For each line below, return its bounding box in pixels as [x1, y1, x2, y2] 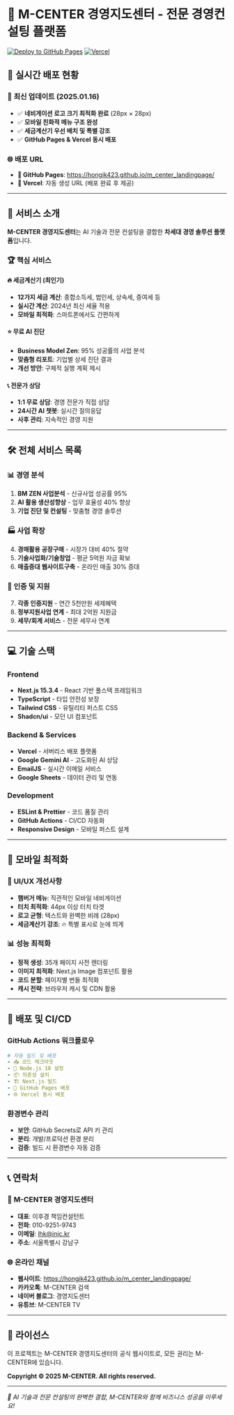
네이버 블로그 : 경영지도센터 [17, 1292, 91, 1300]
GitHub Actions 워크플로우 [7, 1036, 95, 1046]
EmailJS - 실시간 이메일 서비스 [17, 764, 102, 773]
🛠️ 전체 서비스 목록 [7, 444, 82, 456]
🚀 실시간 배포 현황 [7, 69, 79, 81]
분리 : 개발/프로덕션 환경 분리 [17, 1134, 95, 1143]
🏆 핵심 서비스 [7, 255, 52, 265]
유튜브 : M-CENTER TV [17, 1300, 81, 1308]
